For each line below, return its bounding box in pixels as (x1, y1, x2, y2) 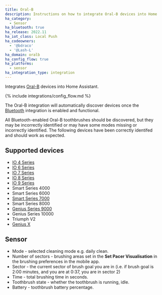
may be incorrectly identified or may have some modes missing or (5, 122, 137, 128)
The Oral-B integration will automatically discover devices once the (5, 102, 139, 108)
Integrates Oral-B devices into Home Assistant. (5, 83, 99, 89)
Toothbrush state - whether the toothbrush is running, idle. (12, 279, 130, 285)
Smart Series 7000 (12, 195, 50, 201)
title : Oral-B (5, 7, 34, 12)
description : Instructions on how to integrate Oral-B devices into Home (5, 12, 158, 16)
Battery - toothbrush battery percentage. (12, 284, 94, 290)
